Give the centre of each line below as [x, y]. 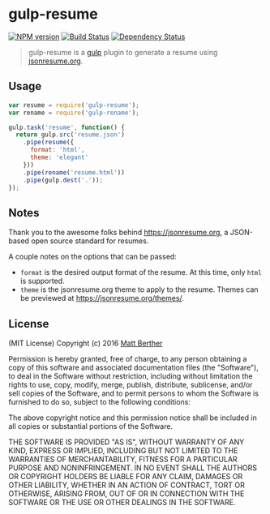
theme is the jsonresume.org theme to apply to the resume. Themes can [139, 289]
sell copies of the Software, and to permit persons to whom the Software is [134, 393]
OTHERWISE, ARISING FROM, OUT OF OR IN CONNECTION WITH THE [126, 494]
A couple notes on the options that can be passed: [92, 257]
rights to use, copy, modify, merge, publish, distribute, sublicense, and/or [131, 385]
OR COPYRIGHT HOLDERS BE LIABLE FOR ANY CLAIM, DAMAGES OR [126, 476]
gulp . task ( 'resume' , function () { [67, 127]
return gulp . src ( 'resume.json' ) [71, 135]
